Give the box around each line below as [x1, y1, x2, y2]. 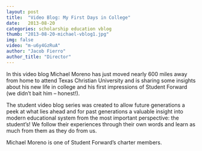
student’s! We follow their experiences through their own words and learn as [6, 120, 196, 127]
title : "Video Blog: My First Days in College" [6, 14, 131, 21]
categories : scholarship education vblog [6, 25, 112, 32]
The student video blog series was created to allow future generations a [6, 101, 185, 109]
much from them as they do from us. [6, 127, 97, 134]
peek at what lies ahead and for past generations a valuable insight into [6, 108, 184, 115]
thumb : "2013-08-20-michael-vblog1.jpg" [6, 31, 110, 37]
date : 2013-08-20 [6, 20, 55, 26]
